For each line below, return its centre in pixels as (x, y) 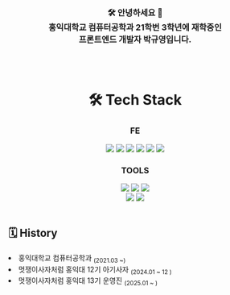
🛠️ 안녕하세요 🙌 (135, 12)
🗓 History (33, 233)
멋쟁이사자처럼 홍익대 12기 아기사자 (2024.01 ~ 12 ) (95, 270)
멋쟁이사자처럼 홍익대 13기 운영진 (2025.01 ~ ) (88, 282)
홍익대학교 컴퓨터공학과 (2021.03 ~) (72, 258)
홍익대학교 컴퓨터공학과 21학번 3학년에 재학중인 (135, 27)
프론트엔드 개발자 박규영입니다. (135, 39)
